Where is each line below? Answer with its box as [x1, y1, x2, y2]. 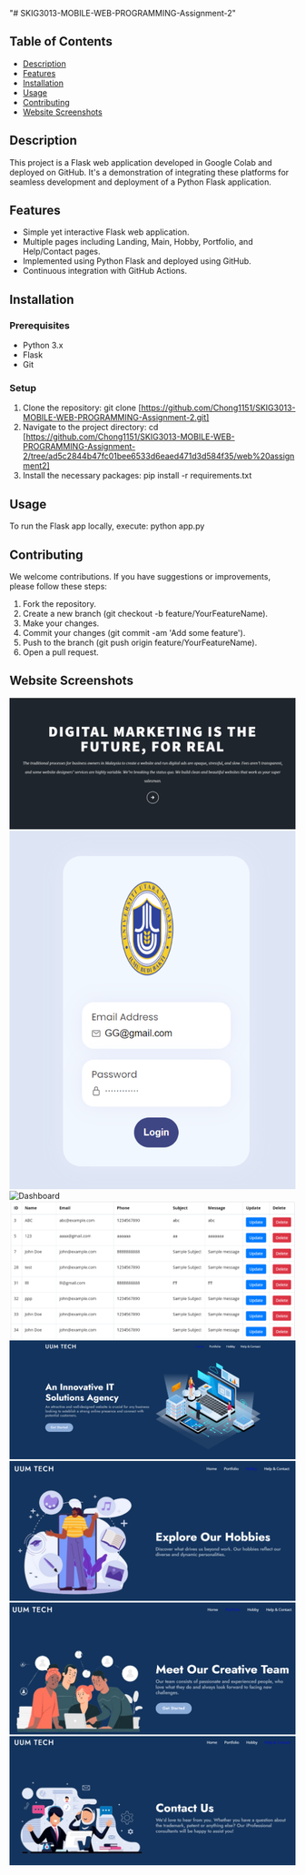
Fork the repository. [22, 599, 97, 610]
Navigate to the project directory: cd [22, 422, 159, 433]
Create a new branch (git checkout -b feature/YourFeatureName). [22, 609, 269, 620]
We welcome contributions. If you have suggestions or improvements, [9, 571, 271, 582]
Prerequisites [9, 318, 70, 331]
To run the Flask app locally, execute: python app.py [9, 520, 205, 531]
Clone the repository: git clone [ [22, 402, 143, 413]
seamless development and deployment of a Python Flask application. [9, 176, 272, 187]
